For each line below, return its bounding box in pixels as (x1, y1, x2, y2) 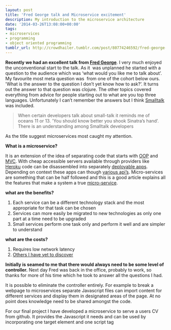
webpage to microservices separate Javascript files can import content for (5, 287, 162, 293)
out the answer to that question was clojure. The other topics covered (5, 86, 152, 92)
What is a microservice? (5, 143, 58, 149)
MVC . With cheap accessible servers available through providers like (5, 158, 150, 164)
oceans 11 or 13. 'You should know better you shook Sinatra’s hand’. (17, 117, 159, 124)
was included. (5, 102, 35, 108)
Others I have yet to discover (12, 251, 73, 257)
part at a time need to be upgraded (12, 216, 87, 222)
